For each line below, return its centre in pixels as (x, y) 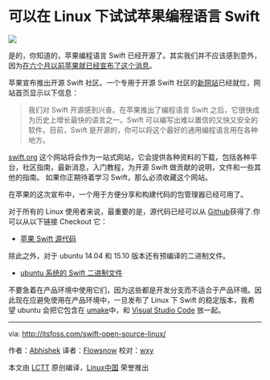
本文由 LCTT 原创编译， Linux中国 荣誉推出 (79, 367)
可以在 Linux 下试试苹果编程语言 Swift (134, 17)
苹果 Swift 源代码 (48, 238)
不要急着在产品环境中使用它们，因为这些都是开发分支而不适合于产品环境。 (131, 290)
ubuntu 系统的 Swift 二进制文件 (71, 273)
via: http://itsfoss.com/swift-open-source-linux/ (87, 333)
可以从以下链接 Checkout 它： (58, 221)
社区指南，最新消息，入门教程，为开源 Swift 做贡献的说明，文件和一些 (138, 167)
